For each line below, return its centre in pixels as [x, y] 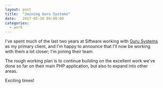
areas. [11, 71]
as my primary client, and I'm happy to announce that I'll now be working [78, 46]
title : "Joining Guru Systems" [38, 14]
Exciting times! [20, 81]
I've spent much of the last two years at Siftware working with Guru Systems [81, 41]
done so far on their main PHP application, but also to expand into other [76, 66]
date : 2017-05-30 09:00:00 [34, 18]
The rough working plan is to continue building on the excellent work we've [80, 61]
